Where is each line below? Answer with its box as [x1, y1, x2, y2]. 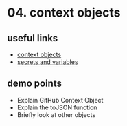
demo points [7, 78, 62, 90]
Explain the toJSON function [16, 103, 97, 112]
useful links [7, 32, 58, 44]
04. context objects [7, 5, 121, 21]
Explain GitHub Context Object [16, 96, 104, 104]
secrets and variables [16, 58, 78, 66]
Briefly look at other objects [16, 110, 96, 118]
